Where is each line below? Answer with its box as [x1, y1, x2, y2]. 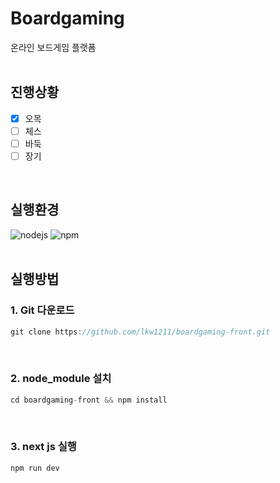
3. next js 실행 [10, 440, 77, 454]
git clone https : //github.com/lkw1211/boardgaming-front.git [10, 327, 271, 337]
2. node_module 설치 [10, 372, 112, 386]
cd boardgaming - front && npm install [10, 395, 168, 405]
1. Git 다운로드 [10, 303, 75, 317]
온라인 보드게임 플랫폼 [10, 41, 97, 53]
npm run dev [10, 463, 60, 473]
